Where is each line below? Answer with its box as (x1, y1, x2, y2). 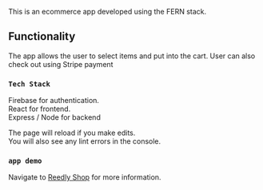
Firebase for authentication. (8, 96, 100, 105)
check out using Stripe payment (8, 59, 114, 69)
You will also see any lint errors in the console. (8, 137, 161, 146)
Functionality (8, 30, 76, 43)
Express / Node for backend (8, 113, 102, 122)
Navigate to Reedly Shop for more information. (8, 172, 161, 182)
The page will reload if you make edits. (8, 128, 136, 138)
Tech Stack (8, 79, 50, 89)
